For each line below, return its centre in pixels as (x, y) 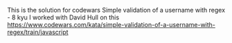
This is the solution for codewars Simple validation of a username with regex (116, 10)
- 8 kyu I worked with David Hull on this (63, 17)
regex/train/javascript (38, 32)
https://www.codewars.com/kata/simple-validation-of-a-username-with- (111, 25)
